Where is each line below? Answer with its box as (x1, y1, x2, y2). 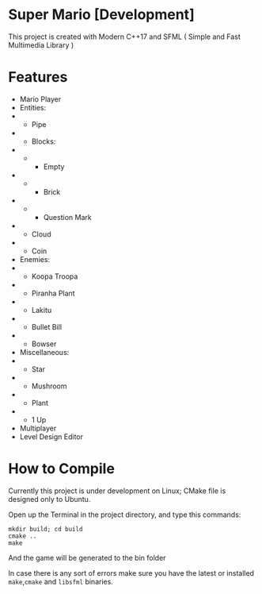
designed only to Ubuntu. (8, 494, 91, 503)
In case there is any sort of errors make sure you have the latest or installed (8, 568, 255, 577)
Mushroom (31, 381, 67, 391)
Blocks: (31, 137, 56, 146)
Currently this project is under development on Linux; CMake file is (8, 486, 226, 496)
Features (8, 68, 68, 87)
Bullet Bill (31, 322, 62, 331)
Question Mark (43, 212, 93, 222)
